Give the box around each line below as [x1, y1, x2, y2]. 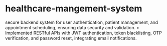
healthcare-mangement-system [5, 3, 142, 14]
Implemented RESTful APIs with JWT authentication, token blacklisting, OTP [5, 30, 162, 36]
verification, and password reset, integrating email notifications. [5, 35, 137, 41]
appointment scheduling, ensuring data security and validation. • [5, 24, 139, 30]
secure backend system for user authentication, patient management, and [5, 19, 158, 25]
